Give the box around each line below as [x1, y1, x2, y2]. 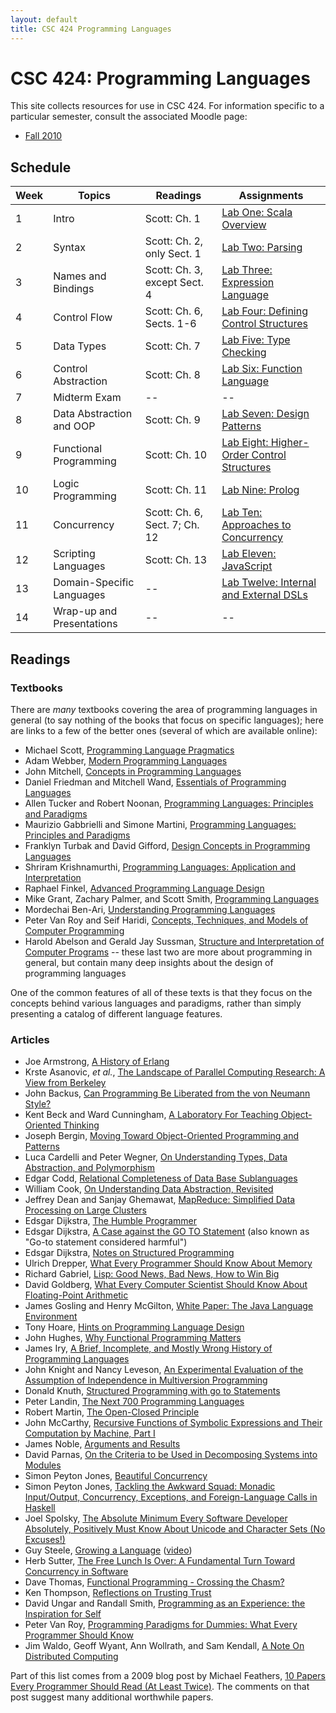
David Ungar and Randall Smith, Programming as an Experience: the [24, 1597, 306, 1610]
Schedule [10, 159, 72, 176]
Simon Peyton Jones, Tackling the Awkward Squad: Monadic [24, 1481, 276, 1493]
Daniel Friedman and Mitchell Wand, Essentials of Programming [24, 776, 287, 788]
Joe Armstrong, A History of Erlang [24, 1056, 170, 1068]
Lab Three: [221, 263, 273, 277]
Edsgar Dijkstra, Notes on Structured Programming [24, 1247, 235, 1259]
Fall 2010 [24, 130, 63, 142]
